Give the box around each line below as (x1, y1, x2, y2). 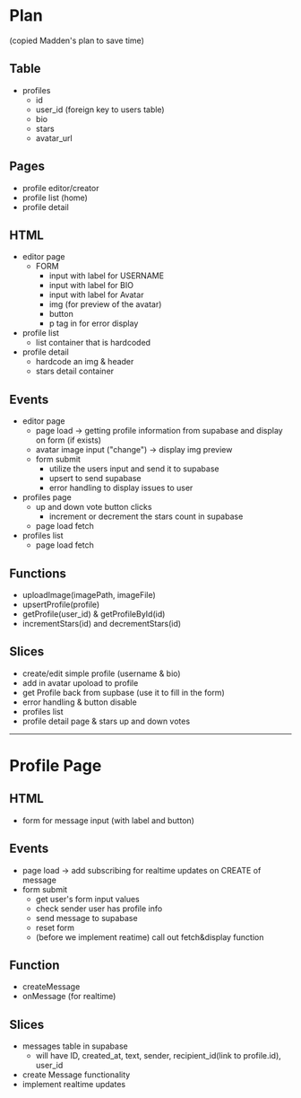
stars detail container (35, 365, 115, 377)
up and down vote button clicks (35, 502, 152, 513)
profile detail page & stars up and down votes (21, 716, 191, 726)
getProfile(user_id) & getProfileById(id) (21, 609, 166, 619)
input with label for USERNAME (48, 270, 164, 281)
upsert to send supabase (48, 473, 142, 484)
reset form (35, 922, 74, 933)
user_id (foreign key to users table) (35, 104, 165, 115)
